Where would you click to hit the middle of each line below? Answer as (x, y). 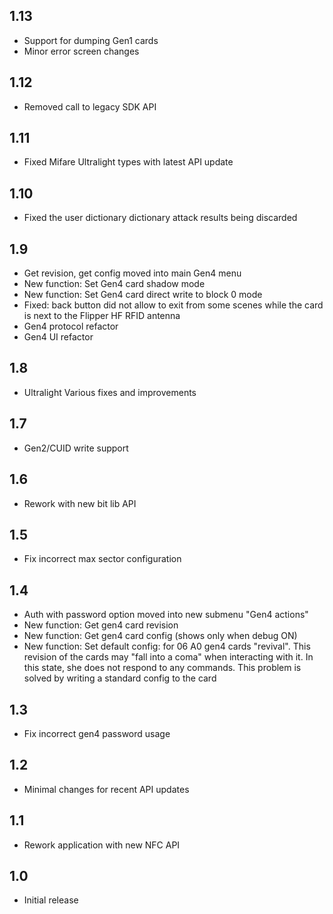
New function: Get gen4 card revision (101, 625)
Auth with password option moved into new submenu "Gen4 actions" (166, 615)
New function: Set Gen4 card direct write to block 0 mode (143, 295)
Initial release (51, 900)
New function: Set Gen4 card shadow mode (114, 284)
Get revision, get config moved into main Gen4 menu (132, 273)
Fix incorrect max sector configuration (102, 559)
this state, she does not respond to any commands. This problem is (162, 668)
